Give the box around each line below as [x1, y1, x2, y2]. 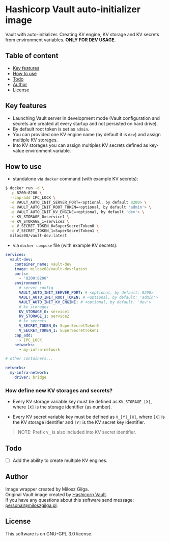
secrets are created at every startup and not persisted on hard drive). [12, 120, 158, 126]
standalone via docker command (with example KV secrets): [12, 176, 138, 182]
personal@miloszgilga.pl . [5, 502, 59, 508]
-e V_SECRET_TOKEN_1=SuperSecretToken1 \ [10, 228, 99, 234]
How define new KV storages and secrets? [5, 387, 113, 394]
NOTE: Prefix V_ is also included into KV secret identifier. [17, 429, 136, 435]
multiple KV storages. [12, 137, 58, 143]
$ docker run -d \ [5, 186, 44, 191]
